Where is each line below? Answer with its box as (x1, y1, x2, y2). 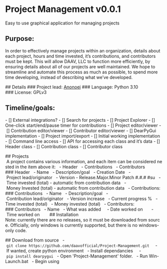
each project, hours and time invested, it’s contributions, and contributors (5, 53, 156, 59)
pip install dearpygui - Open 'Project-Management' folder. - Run (6, 253, 148, 259)
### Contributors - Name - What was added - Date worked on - (5, 206, 154, 212)
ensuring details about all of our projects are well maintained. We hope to (5, 63, 156, 69)
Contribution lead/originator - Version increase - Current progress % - (6, 196, 158, 202)
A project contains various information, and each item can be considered (6, 158, 156, 164)
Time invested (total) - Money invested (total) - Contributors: (5, 201, 135, 207)
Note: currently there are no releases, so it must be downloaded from (5, 217, 148, 223)
